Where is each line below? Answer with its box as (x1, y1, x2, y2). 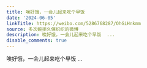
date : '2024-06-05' (6, 15, 56, 21)
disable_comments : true (6, 37, 67, 43)
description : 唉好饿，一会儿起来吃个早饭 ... (6, 32, 115, 38)
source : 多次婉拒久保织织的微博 (6, 26, 79, 32)
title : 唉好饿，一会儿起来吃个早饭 (6, 9, 85, 15)
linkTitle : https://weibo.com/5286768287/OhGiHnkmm (6, 20, 141, 26)
